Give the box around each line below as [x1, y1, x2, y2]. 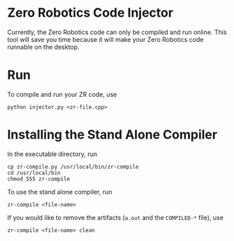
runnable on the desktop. [7, 42, 80, 51]
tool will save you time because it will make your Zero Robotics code [7, 35, 204, 43]
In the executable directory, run [7, 150, 98, 158]
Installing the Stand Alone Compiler [7, 127, 218, 143]
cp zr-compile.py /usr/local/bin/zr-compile [7, 163, 139, 170]
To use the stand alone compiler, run [7, 187, 113, 196]
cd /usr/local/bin [7, 169, 61, 176]
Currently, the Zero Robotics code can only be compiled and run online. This [7, 28, 227, 36]
